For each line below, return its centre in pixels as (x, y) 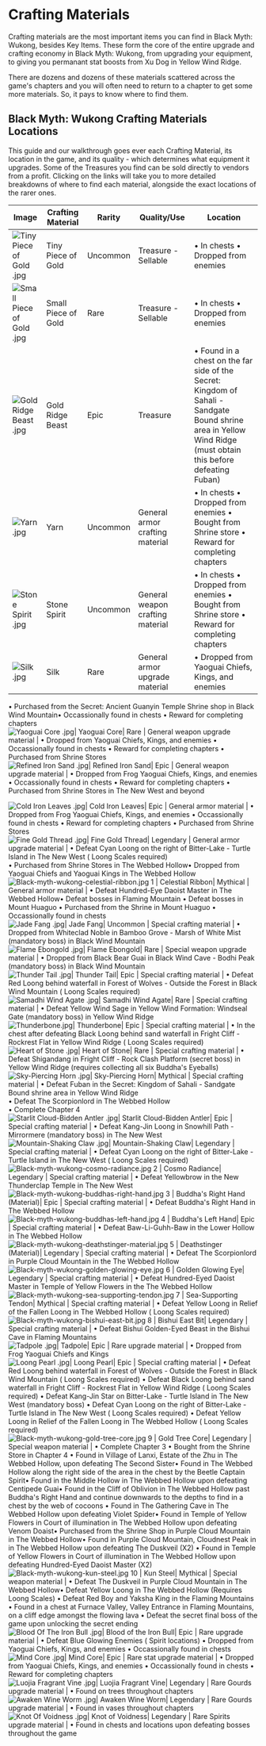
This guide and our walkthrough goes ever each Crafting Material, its (120, 150)
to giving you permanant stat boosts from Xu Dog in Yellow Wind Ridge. (125, 62)
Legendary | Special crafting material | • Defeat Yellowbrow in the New (123, 1176)
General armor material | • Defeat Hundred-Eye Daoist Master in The (120, 890)
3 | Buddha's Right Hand (205, 1193)
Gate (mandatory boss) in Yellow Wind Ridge (81, 1016)
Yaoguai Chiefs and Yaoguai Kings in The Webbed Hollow (102, 873)
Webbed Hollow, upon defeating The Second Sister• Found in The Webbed (131, 1463)
